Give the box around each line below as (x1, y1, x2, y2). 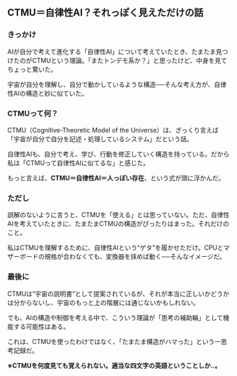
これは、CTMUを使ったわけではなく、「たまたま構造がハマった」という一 (7, 337, 221, 345)
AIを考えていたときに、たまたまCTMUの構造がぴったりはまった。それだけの (7, 219, 230, 228)
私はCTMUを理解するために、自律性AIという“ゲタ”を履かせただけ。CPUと (7, 243, 224, 252)
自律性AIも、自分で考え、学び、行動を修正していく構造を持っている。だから (7, 150, 230, 158)
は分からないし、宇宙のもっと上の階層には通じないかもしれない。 (7, 298, 200, 306)
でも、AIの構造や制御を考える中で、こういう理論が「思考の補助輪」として (7, 313, 224, 321)
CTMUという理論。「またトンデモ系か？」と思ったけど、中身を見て (31, 56, 228, 65)
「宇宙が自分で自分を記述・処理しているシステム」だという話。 (7, 134, 193, 143)
